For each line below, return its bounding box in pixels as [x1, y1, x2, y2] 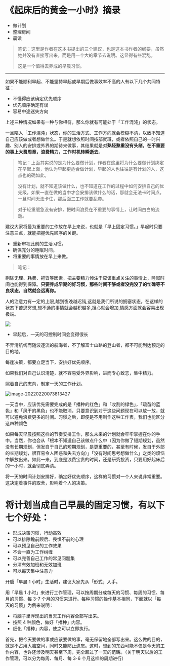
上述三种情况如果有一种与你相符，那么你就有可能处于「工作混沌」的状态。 [5, 119, 160, 125]
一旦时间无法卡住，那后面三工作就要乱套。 [17, 196, 107, 202]
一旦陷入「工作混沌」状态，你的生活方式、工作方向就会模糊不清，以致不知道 [5, 130, 165, 136]
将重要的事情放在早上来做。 [12, 253, 71, 259]
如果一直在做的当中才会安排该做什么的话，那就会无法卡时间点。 [31, 189, 164, 195]
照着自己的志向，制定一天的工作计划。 [5, 381, 85, 387]
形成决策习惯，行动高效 [12, 530, 62, 536]
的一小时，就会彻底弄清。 [5, 462, 59, 469]
